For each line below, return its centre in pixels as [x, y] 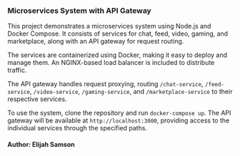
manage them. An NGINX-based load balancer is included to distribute [111, 63]
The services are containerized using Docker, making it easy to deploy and [117, 55]
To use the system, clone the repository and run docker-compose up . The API [119, 113]
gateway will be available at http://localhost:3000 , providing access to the [119, 120]
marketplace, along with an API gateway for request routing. [96, 41]
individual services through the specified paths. [77, 128]
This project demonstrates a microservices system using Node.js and [109, 26]
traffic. [17, 71]
